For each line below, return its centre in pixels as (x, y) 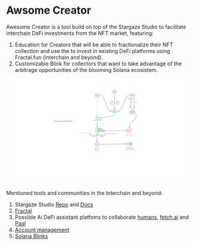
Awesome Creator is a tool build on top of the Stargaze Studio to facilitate (96, 27)
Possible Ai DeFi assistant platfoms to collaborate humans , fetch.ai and (102, 217)
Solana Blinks (31, 236)
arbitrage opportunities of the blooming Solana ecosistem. (86, 70)
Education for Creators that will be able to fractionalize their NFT (94, 45)
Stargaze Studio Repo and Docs (54, 205)
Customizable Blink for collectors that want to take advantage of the (98, 64)
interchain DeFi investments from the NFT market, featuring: (80, 33)
